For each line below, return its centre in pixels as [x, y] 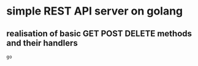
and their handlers [42, 43]
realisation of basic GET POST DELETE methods [99, 34]
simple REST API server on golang [95, 11]
